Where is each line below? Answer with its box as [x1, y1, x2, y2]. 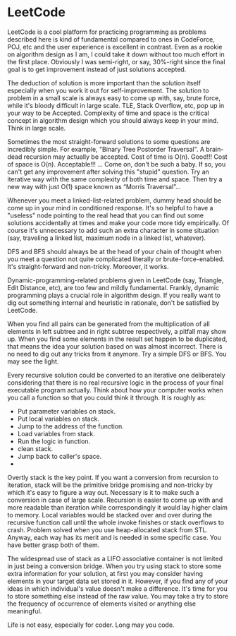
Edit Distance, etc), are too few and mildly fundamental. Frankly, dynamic [7, 283, 220, 292]
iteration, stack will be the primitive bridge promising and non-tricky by [7, 481, 213, 489]
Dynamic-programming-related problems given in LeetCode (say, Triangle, [7, 276, 224, 284]
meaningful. [7, 606, 42, 615]
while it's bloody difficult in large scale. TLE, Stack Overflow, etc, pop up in [7, 101, 225, 109]
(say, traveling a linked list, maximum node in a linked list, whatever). [7, 234, 206, 242]
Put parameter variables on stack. [17, 407, 116, 415]
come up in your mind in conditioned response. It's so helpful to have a [7, 203, 213, 212]
